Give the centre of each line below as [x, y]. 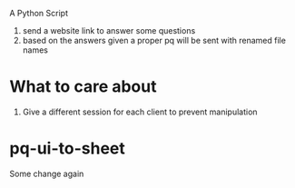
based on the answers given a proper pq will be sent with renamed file [154, 40]
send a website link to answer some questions [109, 30]
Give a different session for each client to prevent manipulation [140, 112]
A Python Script [39, 13]
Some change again [47, 173]
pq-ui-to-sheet [67, 148]
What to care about [83, 87]
